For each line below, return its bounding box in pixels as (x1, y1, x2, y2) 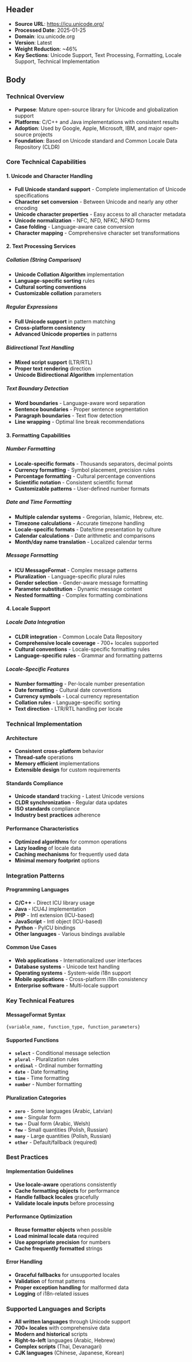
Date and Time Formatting (6, 498, 72, 506)
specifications (14, 192, 49, 199)
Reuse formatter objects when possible (14, 1226, 112, 1233)
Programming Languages (6, 886, 69, 893)
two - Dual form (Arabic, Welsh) (14, 1120, 91, 1127)
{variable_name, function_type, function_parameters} (6, 1024, 141, 1030)
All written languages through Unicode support (14, 1318, 131, 1325)
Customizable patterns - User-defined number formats (14, 485, 150, 492)
